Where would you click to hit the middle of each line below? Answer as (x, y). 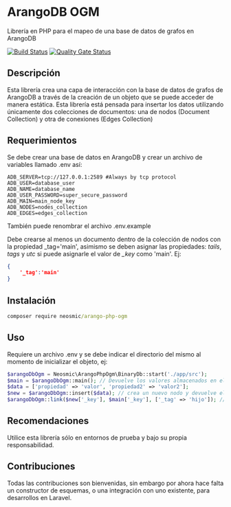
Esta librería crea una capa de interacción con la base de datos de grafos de (115, 89)
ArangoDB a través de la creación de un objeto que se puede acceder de (110, 97)
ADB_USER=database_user (41, 183)
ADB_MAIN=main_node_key (41, 201)
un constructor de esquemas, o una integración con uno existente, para (109, 490)
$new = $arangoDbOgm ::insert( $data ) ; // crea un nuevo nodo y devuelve (112, 393)
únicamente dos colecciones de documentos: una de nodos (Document (108, 111)
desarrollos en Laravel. (40, 497)
